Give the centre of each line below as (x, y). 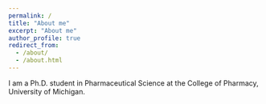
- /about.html (39, 61)
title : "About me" (39, 23)
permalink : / (30, 16)
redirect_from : (34, 46)
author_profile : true (45, 38)
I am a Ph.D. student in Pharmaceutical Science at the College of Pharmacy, (133, 83)
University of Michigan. (47, 91)
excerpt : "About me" (43, 30)
